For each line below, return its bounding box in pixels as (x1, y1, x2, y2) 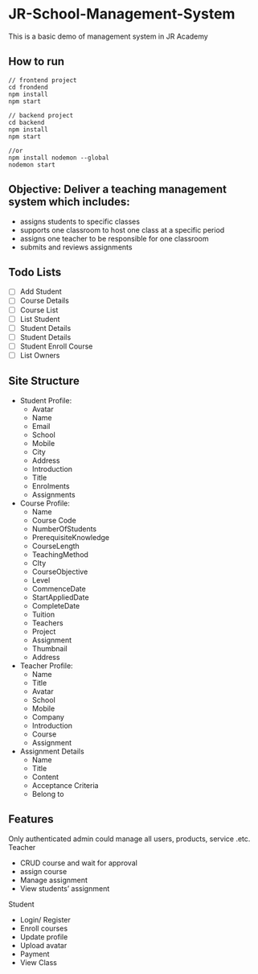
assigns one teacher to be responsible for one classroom (19, 233, 209, 243)
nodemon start (8, 160, 56, 169)
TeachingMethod (31, 549, 88, 559)
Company (31, 712, 64, 721)
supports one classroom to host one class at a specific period (19, 225, 225, 234)
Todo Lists (8, 265, 62, 279)
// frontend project (8, 76, 78, 85)
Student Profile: (19, 395, 72, 405)
